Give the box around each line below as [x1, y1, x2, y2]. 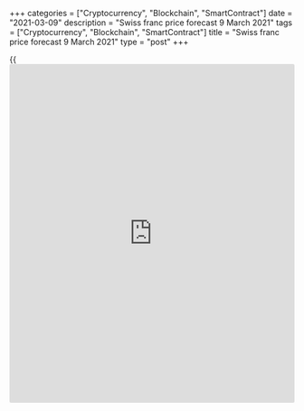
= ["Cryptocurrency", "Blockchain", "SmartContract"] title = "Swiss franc [9, 27, 280, 37]
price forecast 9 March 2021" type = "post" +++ [9, 36, 189, 47]
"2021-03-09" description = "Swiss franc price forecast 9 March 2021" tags [9, 17, 292, 28]
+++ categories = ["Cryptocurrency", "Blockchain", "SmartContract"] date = [9, 8, 293, 18]
